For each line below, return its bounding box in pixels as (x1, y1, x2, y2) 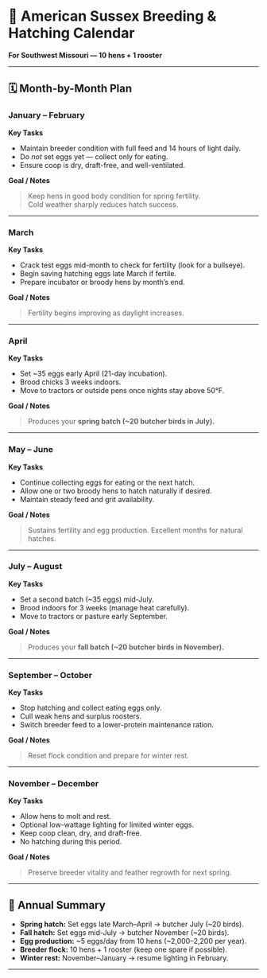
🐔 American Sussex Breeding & (8, 7, 217, 25)
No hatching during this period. (19, 837, 122, 847)
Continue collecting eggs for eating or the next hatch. (19, 477, 195, 487)
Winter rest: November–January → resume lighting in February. (19, 953, 229, 963)
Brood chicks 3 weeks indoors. (19, 377, 122, 387)
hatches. (27, 533, 57, 544)
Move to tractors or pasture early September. (19, 611, 168, 621)
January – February (8, 110, 85, 121)
